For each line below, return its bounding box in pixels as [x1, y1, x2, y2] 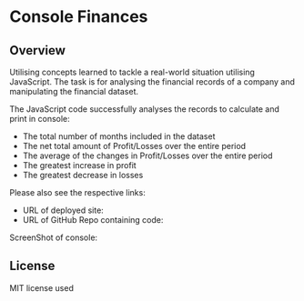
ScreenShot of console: [9, 232, 98, 243]
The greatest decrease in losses [22, 170, 144, 180]
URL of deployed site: [22, 205, 105, 216]
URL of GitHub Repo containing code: [22, 215, 164, 225]
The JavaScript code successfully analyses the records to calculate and [9, 104, 280, 115]
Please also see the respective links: [9, 187, 146, 197]
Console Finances [9, 6, 148, 27]
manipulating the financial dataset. [9, 86, 139, 96]
